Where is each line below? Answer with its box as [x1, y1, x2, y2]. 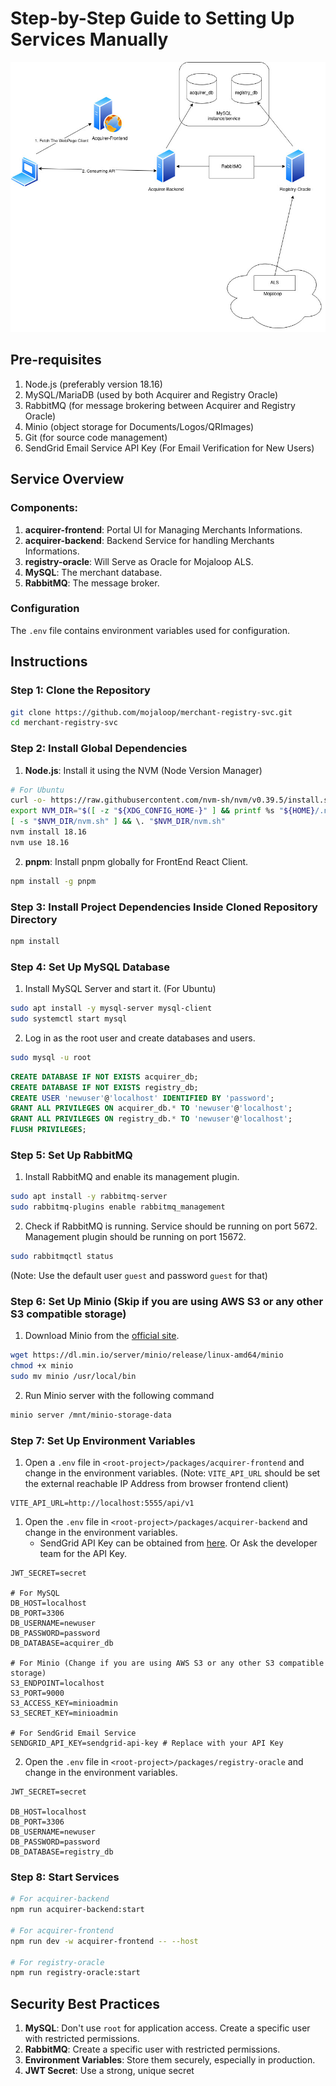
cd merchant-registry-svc [10, 718, 118, 728]
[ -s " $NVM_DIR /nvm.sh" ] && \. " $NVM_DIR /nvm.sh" [10, 817, 226, 827]
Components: [10, 501, 79, 515]
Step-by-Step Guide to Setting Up [10, 7, 295, 30]
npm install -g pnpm [10, 876, 97, 886]
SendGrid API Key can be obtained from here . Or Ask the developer [39, 1537, 318, 1549]
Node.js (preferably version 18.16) [24, 378, 163, 390]
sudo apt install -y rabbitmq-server [10, 1192, 168, 1202]
